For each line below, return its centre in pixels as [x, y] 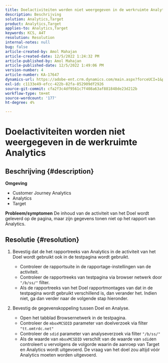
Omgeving [16, 183]
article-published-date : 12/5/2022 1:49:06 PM [54, 65]
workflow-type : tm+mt [28, 93]
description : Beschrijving [33, 14]
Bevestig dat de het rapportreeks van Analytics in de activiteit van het [84, 251]
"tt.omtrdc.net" [37, 329]
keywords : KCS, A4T [25, 33]
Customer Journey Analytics [42, 193]
